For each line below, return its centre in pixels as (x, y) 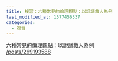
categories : (21, 22)
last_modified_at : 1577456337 (43, 17)
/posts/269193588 (29, 52)
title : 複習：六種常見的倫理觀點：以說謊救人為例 (59, 11)
